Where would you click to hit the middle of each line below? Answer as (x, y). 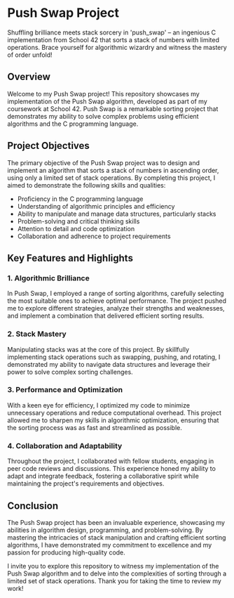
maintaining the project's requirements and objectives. (86, 483)
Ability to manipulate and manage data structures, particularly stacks (117, 214)
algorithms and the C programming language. (73, 124)
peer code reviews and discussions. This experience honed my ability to (111, 469)
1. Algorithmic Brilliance (48, 278)
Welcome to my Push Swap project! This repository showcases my (103, 93)
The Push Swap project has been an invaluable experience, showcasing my (116, 522)
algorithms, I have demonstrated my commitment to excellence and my (110, 545)
